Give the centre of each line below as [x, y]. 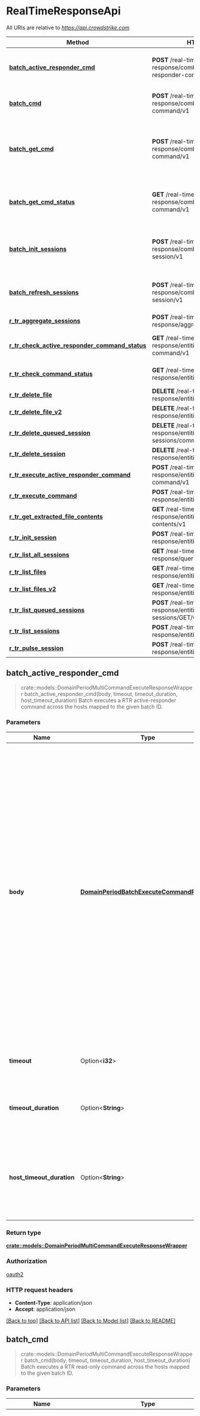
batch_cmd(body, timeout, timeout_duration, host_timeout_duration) [107, 1360]
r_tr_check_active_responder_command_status [78, 345]
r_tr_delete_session [37, 454]
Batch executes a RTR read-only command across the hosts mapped [105, 1366]
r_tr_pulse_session [36, 648]
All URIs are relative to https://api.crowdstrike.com [68, 28]
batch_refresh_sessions [44, 292]
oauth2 [15, 1274]
